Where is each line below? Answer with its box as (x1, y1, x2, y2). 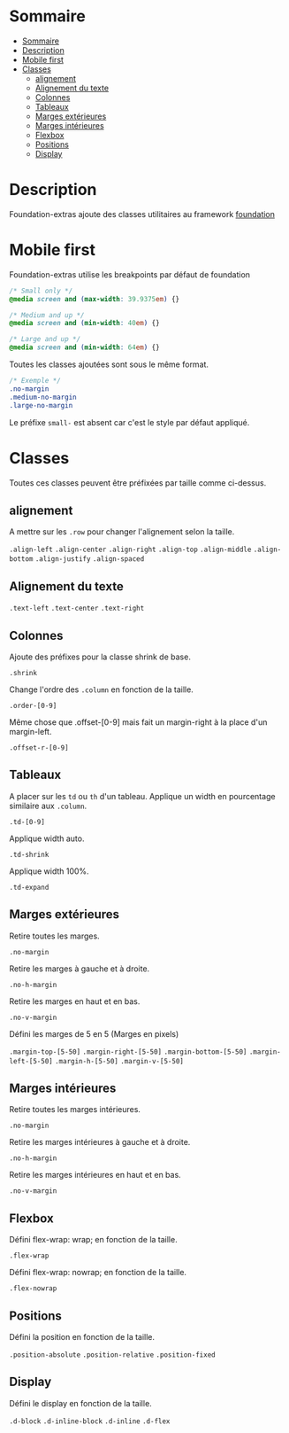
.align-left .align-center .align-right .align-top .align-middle (9, 545, 252, 555)
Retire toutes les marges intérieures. (9, 1104, 141, 1115)
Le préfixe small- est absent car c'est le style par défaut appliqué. (9, 417, 250, 427)
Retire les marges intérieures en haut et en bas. (9, 1170, 181, 1180)
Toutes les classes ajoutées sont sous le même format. (9, 359, 209, 370)
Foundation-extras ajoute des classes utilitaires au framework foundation (9, 208, 276, 219)
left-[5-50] (9, 1056, 53, 1065)
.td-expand (9, 883, 49, 892)
